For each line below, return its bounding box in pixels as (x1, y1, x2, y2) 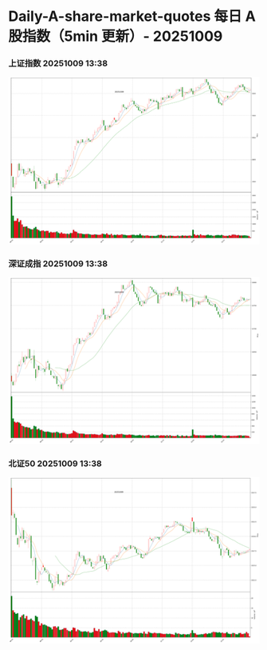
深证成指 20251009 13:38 (8, 257, 108, 269)
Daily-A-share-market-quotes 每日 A (8, 7, 257, 26)
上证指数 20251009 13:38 (8, 58, 108, 69)
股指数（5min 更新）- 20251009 (8, 27, 223, 46)
